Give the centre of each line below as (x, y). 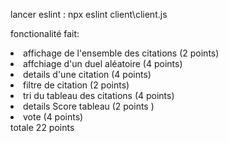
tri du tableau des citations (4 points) (99, 95)
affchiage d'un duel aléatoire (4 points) (103, 63)
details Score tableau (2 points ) (89, 106)
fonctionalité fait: (45, 33)
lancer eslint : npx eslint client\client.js (89, 14)
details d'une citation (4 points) (87, 74)
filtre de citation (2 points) (76, 85)
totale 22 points (42, 127)
